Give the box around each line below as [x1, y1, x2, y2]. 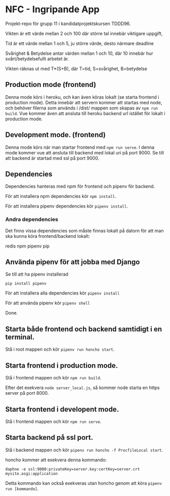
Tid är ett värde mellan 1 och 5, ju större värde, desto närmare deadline [5, 40, 154, 47]
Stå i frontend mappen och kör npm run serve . [5, 418, 102, 424]
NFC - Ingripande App [5, 4, 100, 15]
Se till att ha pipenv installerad [5, 271, 69, 277]
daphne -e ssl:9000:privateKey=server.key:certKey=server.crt [5, 466, 140, 471]
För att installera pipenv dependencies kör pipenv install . [5, 203, 128, 209]
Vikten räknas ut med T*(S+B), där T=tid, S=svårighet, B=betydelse [5, 65, 148, 72]
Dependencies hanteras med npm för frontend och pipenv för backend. [5, 183, 155, 190]
